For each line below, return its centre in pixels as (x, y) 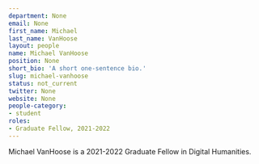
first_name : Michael (43, 31)
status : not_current (43, 83)
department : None (38, 16)
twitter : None (32, 91)
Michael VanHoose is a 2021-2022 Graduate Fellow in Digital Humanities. (130, 151)
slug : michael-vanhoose (49, 76)
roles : (19, 121)
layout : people (34, 46)
